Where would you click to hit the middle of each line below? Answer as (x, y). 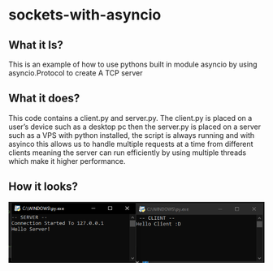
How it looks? (43, 187)
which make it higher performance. (67, 161)
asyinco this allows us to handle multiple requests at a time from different (131, 144)
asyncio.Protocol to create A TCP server (76, 73)
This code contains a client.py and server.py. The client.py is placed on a (130, 118)
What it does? (44, 99)
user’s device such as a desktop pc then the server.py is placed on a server (135, 127)
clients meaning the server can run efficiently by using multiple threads (127, 153)
